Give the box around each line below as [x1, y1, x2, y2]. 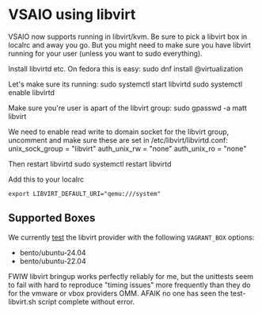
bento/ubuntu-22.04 [19, 256, 86, 266]
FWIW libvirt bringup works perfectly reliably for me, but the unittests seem [8, 271, 254, 281]
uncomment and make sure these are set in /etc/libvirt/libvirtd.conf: [8, 135, 228, 144]
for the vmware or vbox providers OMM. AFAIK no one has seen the [8, 288, 230, 298]
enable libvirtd [8, 87, 55, 97]
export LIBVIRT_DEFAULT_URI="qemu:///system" [8, 190, 161, 197]
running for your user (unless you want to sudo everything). [8, 48, 203, 58]
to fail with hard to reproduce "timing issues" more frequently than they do [8, 280, 251, 289]
